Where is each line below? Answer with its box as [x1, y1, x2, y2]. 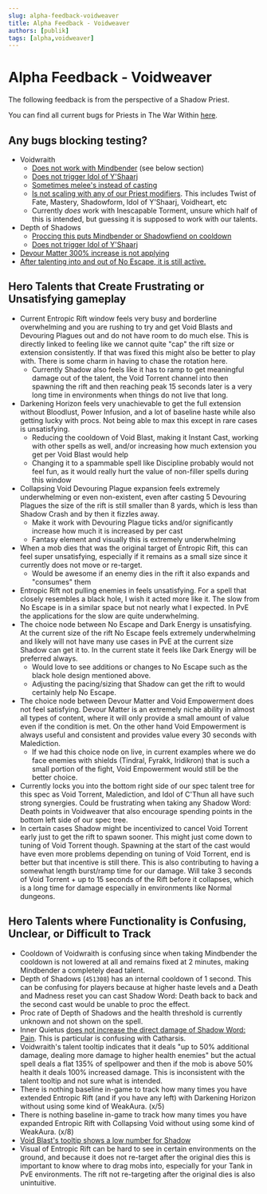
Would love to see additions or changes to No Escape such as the [31, 661, 248, 672]
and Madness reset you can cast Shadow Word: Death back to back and [19, 991, 257, 1000]
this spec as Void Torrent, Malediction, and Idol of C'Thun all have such [19, 789, 254, 799]
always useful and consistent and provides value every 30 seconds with [19, 729, 257, 740]
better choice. [31, 773, 78, 782]
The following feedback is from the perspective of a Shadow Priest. [8, 95, 230, 105]
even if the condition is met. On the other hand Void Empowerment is [19, 721, 246, 731]
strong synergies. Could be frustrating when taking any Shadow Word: [19, 797, 251, 808]
